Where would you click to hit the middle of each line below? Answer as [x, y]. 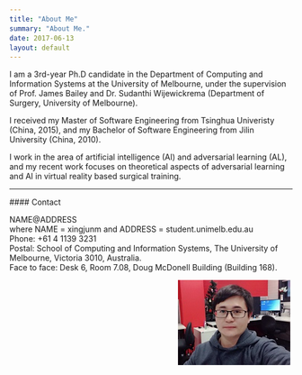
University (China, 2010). [55, 140]
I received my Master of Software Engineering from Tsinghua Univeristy [142, 121]
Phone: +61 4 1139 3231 [53, 239]
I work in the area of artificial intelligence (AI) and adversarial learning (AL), [148, 157]
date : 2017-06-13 [42, 38]
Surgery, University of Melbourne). [74, 103]
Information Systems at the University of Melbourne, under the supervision [148, 84]
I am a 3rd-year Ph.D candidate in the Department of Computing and [136, 74]
